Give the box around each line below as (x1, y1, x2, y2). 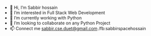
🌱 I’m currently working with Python (9, 15, 82, 20)
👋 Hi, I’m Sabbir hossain (9, 5, 58, 10)
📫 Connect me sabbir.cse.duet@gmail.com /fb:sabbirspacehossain (9, 26, 147, 31)
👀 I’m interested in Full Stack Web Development (9, 10, 105, 16)
